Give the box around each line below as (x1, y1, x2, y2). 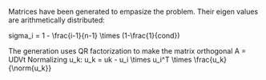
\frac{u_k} (193, 55, 227, 64)
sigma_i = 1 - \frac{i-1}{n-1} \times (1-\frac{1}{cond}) (8, 31, 180, 40)
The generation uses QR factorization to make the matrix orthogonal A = (8, 46, 247, 55)
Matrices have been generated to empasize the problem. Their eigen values (8, 7, 259, 16)
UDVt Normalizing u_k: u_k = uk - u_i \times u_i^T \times (8, 55, 192, 64)
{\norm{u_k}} (8, 63, 52, 73)
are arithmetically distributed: (8, 15, 106, 25)
